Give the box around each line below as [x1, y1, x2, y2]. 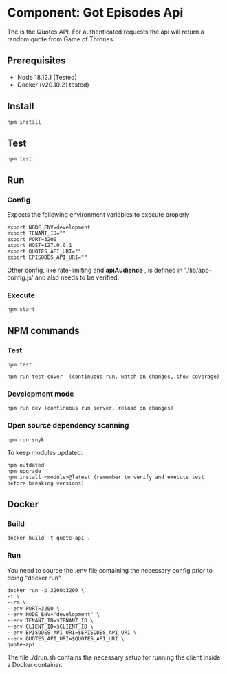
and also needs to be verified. [34, 273, 120, 282]
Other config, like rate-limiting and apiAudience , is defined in [7, 266, 183, 275]
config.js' [7, 273, 34, 282]
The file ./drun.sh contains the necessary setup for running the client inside [7, 653, 221, 662]
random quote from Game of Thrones [7, 34, 113, 43]
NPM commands [7, 325, 80, 337]
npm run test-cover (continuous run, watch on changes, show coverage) [7, 373, 220, 380]
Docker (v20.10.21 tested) [17, 81, 89, 89]
